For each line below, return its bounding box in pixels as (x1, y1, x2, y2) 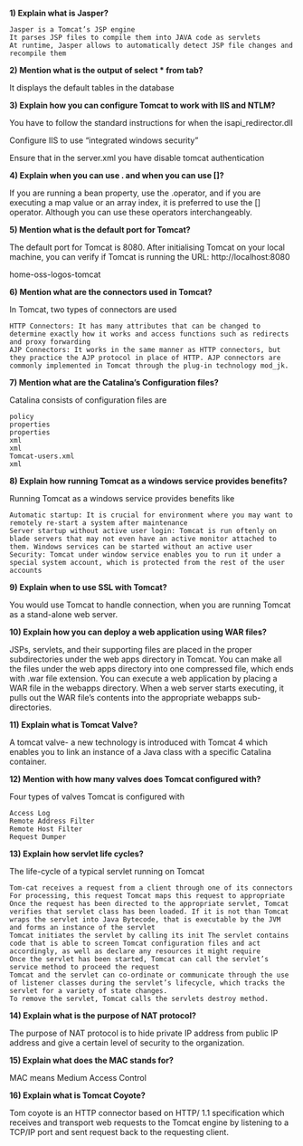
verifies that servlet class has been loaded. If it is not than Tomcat (9, 907, 289, 916)
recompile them (9, 49, 67, 58)
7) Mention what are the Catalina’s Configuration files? (9, 377, 219, 387)
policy (9, 412, 34, 421)
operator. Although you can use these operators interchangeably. (9, 207, 253, 217)
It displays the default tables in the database (9, 82, 175, 93)
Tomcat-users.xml (9, 452, 75, 461)
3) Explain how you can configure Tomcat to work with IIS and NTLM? (9, 100, 276, 110)
